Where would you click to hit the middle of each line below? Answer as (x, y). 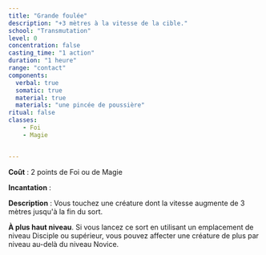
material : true (41, 98)
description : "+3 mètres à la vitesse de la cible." (98, 23)
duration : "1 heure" (43, 61)
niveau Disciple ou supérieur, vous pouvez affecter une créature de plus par (133, 235)
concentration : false (44, 46)
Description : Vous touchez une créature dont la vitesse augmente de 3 (127, 203)
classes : (23, 120)
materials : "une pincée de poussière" (81, 105)
